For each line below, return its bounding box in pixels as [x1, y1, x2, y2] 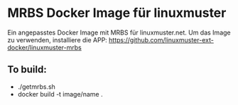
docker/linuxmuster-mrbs [7, 43, 82, 51]
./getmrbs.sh [17, 82, 55, 91]
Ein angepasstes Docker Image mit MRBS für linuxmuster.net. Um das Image [7, 28, 231, 37]
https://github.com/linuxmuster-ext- [109, 35, 215, 44]
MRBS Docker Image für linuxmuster [7, 5, 227, 21]
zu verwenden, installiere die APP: [7, 35, 108, 44]
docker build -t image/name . [17, 89, 103, 98]
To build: [7, 63, 48, 75]
